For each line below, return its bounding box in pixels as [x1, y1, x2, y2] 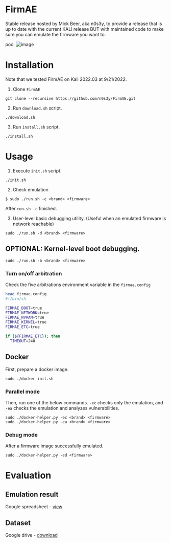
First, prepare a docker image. [5, 366, 69, 372]
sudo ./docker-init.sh [5, 376, 54, 381]
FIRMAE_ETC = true [5, 324, 40, 330]
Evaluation [5, 470, 52, 482]
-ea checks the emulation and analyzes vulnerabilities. [5, 405, 119, 411]
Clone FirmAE [12, 86, 41, 92]
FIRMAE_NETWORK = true [5, 310, 50, 315]
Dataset [5, 518, 31, 527]
